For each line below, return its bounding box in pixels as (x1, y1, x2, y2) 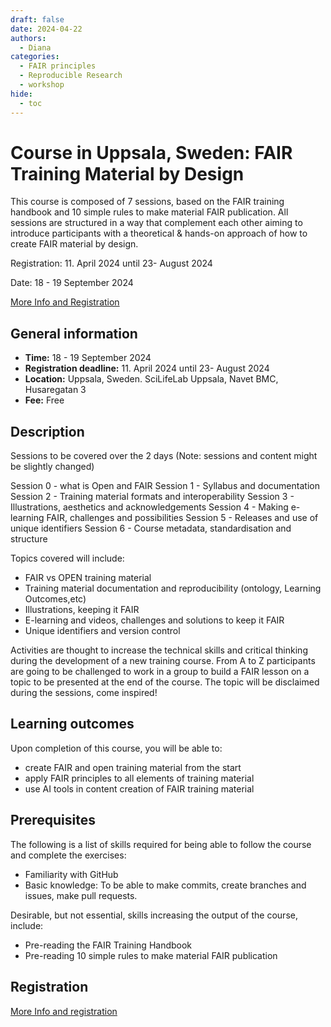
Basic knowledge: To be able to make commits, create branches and (24, 879, 307, 891)
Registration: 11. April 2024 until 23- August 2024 (10, 257, 213, 270)
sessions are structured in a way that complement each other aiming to (10, 217, 303, 229)
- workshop (19, 80, 65, 90)
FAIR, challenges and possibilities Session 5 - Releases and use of (46, 512, 319, 524)
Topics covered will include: (10, 552, 125, 565)
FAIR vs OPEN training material (24, 572, 152, 584)
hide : (10, 89, 33, 99)
